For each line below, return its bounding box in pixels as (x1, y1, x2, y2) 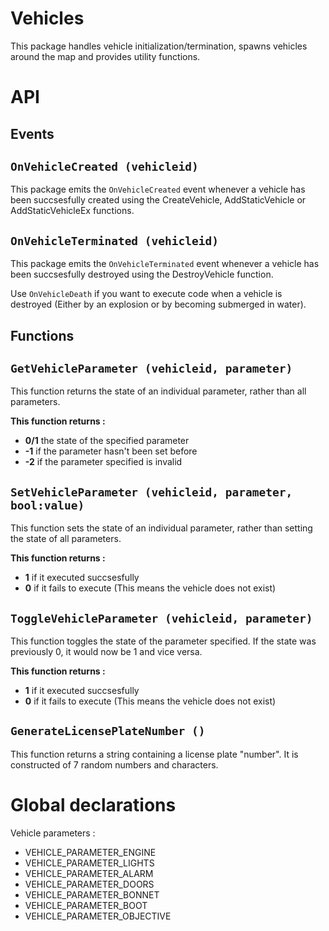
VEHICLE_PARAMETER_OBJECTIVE (24, 910, 172, 922)
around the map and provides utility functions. (10, 50, 201, 62)
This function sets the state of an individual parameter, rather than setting (10, 522, 313, 534)
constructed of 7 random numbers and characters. (10, 758, 219, 771)
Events (10, 125, 55, 142)
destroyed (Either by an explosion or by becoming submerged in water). (10, 298, 307, 311)
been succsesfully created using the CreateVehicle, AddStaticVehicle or (10, 194, 307, 206)
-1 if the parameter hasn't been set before (24, 445, 198, 457)
